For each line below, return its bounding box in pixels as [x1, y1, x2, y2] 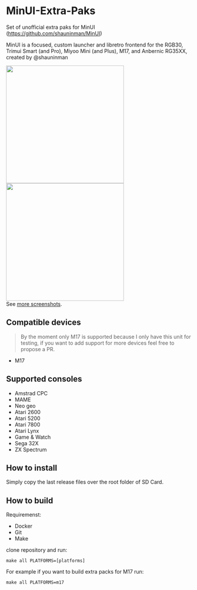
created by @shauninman [6, 54, 69, 61]
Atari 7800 [14, 421, 41, 428]
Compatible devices [6, 318, 81, 328]
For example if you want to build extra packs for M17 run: [6, 568, 144, 575]
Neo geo [14, 402, 36, 409]
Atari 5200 [14, 415, 41, 422]
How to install [6, 463, 58, 473]
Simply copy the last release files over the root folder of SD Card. [6, 478, 163, 486]
